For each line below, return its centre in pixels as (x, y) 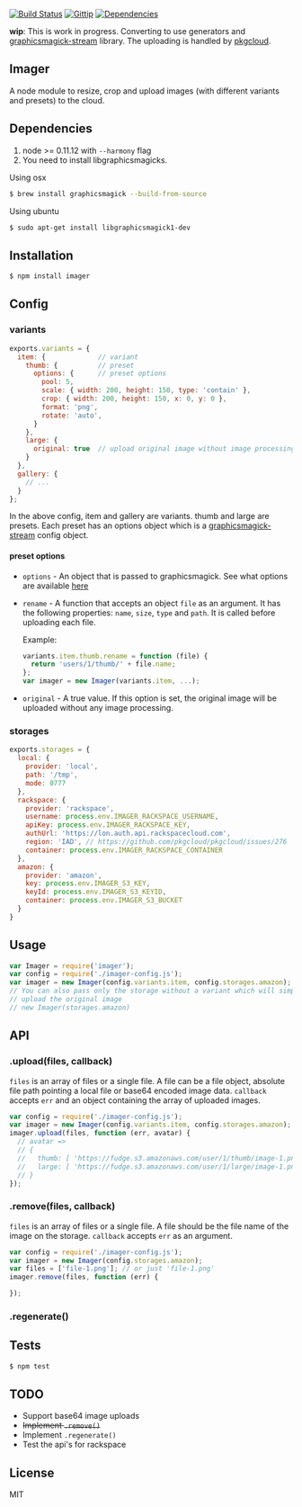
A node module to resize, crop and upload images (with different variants (145, 91)
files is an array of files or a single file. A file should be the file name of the (149, 1226)
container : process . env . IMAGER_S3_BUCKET (104, 901)
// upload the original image (66, 1000)
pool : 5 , (58, 382)
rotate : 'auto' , (72, 415)
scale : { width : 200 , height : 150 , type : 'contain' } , (147, 390)
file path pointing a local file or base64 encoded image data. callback (138, 1090)
